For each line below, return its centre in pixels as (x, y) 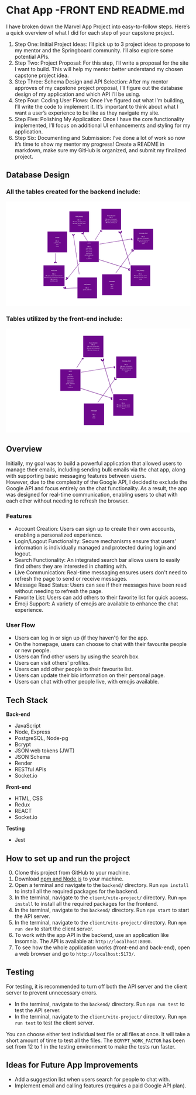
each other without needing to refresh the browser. (68, 501)
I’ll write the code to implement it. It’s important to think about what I (96, 106)
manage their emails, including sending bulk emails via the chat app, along (96, 469)
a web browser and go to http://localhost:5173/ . (75, 953)
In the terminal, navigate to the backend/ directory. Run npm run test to (100, 1004)
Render (23, 763)
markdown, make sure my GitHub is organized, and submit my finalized (100, 150)
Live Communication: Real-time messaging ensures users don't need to (101, 572)
